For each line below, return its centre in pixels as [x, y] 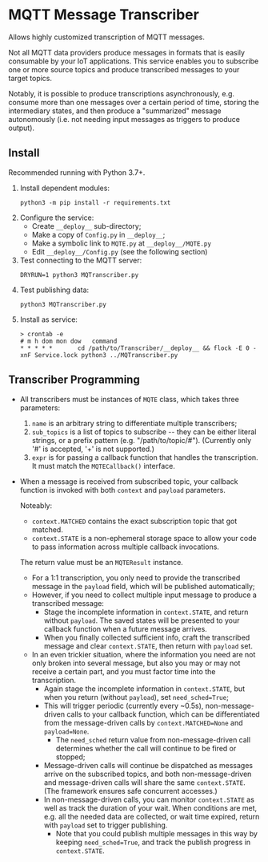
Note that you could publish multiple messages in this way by [157, 833]
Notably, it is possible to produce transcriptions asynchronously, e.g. [121, 93]
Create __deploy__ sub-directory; [86, 226]
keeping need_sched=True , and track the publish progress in [153, 842]
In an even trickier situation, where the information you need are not [144, 654]
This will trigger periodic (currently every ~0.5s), [124, 705]
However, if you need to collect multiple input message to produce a [144, 595]
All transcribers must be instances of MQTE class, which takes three [130, 399]
